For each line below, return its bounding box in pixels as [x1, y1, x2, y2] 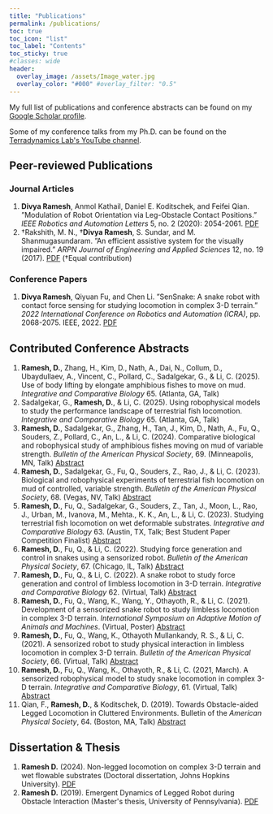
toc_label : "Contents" [9, 42, 86, 50]
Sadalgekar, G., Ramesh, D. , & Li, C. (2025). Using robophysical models [20, 397, 261, 407]
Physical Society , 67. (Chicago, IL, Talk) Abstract [20, 561, 184, 571]
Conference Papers [9, 274, 88, 285]
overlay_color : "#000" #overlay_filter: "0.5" [16, 80, 177, 88]
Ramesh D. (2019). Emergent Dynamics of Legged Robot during [20, 788, 235, 798]
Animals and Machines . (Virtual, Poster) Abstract [20, 622, 185, 632]
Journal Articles [9, 183, 75, 194]
